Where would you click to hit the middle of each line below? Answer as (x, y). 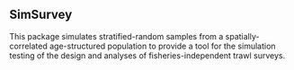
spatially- (242, 36)
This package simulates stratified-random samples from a (116, 36)
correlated (28, 46)
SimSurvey (41, 15)
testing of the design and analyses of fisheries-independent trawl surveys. (147, 55)
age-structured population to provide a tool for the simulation (162, 46)
